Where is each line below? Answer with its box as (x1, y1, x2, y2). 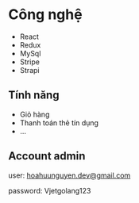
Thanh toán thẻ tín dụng (19, 117, 99, 128)
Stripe (19, 57, 40, 67)
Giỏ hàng (19, 109, 50, 119)
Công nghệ (8, 6, 83, 24)
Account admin (8, 149, 86, 163)
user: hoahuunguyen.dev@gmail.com (8, 170, 131, 180)
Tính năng (8, 89, 60, 102)
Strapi (19, 65, 40, 75)
